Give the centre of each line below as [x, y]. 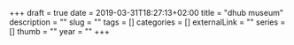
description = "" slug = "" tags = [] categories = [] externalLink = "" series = [147, 22]
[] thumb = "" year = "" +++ [60, 31]
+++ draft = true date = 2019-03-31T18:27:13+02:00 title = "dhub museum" [146, 13]
